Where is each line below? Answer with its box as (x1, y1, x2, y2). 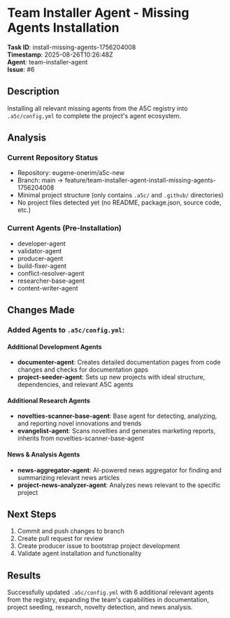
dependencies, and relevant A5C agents (17, 380, 134, 389)
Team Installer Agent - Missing (7, 5, 189, 21)
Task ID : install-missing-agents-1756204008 (7, 43, 136, 51)
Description (7, 85, 59, 97)
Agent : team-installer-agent (7, 57, 88, 66)
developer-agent (17, 239, 66, 248)
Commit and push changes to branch (17, 527, 124, 535)
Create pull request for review (17, 534, 103, 543)
